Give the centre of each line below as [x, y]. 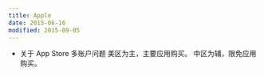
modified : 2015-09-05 [44, 30]
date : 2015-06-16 [37, 23]
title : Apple [30, 15]
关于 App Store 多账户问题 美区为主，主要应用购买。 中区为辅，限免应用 [138, 54]
